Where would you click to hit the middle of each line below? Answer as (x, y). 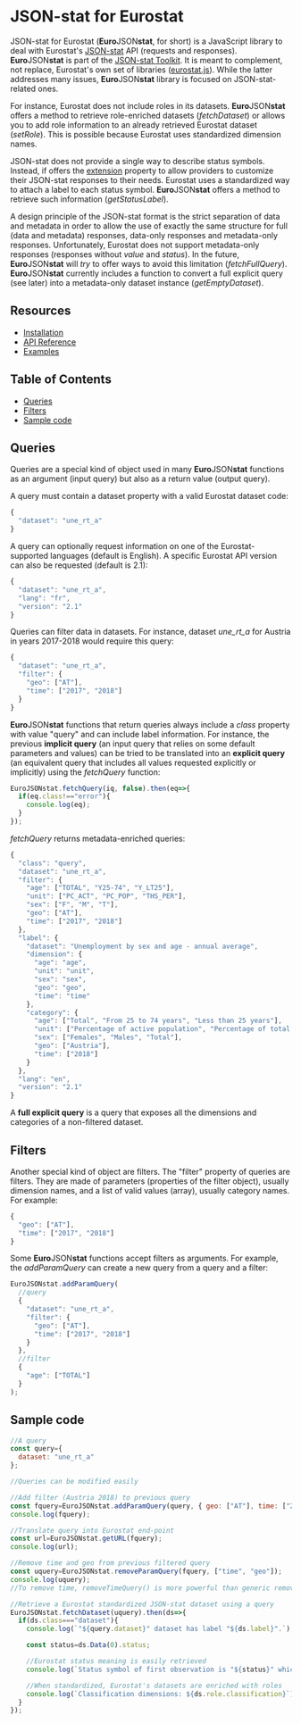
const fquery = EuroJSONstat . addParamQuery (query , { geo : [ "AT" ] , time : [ (148, 1506)
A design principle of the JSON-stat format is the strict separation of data (145, 216)
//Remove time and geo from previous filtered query (110, 1563)
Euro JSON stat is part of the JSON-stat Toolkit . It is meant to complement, (146, 60)
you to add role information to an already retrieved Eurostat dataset (134, 125)
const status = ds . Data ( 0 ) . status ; (88, 1645)
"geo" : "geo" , (60, 987)
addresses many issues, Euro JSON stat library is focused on (121, 79)
